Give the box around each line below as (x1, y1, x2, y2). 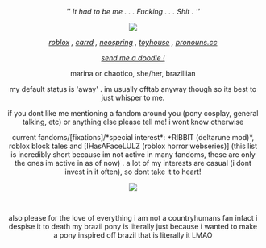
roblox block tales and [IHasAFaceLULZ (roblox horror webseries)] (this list (8, 141, 258, 151)
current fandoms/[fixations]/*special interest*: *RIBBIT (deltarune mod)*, (11, 133, 255, 142)
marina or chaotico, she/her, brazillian (69, 68, 197, 78)
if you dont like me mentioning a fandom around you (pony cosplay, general (7, 109, 259, 118)
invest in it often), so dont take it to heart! (64, 167, 202, 176)
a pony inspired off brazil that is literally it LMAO (53, 230, 213, 240)
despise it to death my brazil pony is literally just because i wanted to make (8, 221, 258, 231)
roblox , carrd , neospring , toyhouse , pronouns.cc (48, 38, 218, 47)
